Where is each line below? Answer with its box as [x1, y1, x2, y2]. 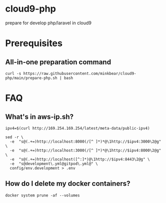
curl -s [5, 71, 22, 76]
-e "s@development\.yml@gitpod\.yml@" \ [10, 161, 98, 166]
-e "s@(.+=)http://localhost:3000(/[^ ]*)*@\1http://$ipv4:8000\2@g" [10, 148, 161, 153]
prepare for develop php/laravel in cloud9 [5, 20, 92, 26]
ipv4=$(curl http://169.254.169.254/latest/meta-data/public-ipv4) [5, 126, 150, 131]
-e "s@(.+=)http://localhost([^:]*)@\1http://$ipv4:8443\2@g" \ [10, 156, 150, 162]
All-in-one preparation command [5, 58, 112, 66]
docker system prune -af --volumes [5, 193, 80, 198]
